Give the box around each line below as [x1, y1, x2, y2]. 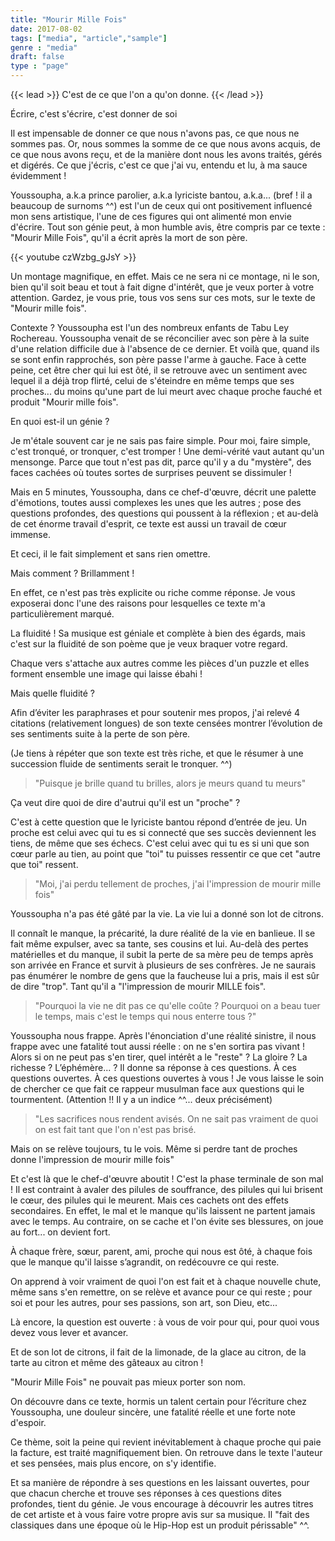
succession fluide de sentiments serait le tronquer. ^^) [10, 758, 233, 770]
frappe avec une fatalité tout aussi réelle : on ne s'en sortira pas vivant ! [10, 1041, 305, 1052]
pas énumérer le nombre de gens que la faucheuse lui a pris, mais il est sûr [10, 970, 320, 981]
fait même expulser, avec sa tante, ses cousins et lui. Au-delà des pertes [10, 938, 309, 950]
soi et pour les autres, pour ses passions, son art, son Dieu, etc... [10, 1297, 278, 1308]
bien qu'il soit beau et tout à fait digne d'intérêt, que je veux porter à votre [10, 281, 315, 293]
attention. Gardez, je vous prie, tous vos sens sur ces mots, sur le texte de [10, 292, 316, 303]
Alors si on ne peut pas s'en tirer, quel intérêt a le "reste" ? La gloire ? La [10, 1051, 308, 1063]
